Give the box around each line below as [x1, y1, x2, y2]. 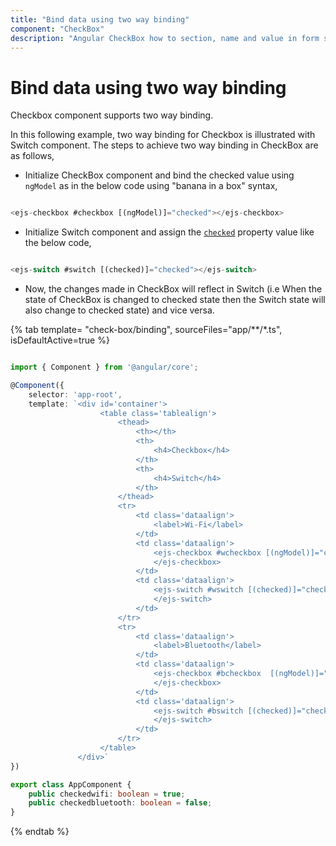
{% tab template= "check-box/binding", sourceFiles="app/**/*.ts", [10, 324, 283, 336]
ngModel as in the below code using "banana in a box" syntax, [24, 180, 278, 192]
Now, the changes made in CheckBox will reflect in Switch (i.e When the [24, 283, 323, 295]
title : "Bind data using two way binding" [10, 14, 190, 25]
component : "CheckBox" [10, 24, 105, 34]
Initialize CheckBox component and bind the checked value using [24, 169, 295, 181]
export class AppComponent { [10, 779, 132, 790]
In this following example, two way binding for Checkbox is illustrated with [10, 129, 316, 141]
